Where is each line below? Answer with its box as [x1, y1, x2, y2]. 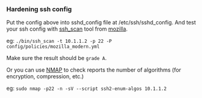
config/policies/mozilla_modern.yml [6, 43, 100, 50]
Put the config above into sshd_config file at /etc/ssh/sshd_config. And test [6, 19, 196, 26]
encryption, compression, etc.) [6, 73, 84, 80]
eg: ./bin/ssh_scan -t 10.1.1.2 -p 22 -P [6, 37, 112, 45]
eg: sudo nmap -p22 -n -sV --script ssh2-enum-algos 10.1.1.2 [6, 85, 167, 92]
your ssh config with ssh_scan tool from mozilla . [6, 25, 128, 32]
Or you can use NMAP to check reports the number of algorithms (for [6, 66, 182, 73]
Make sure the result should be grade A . [6, 55, 107, 62]
